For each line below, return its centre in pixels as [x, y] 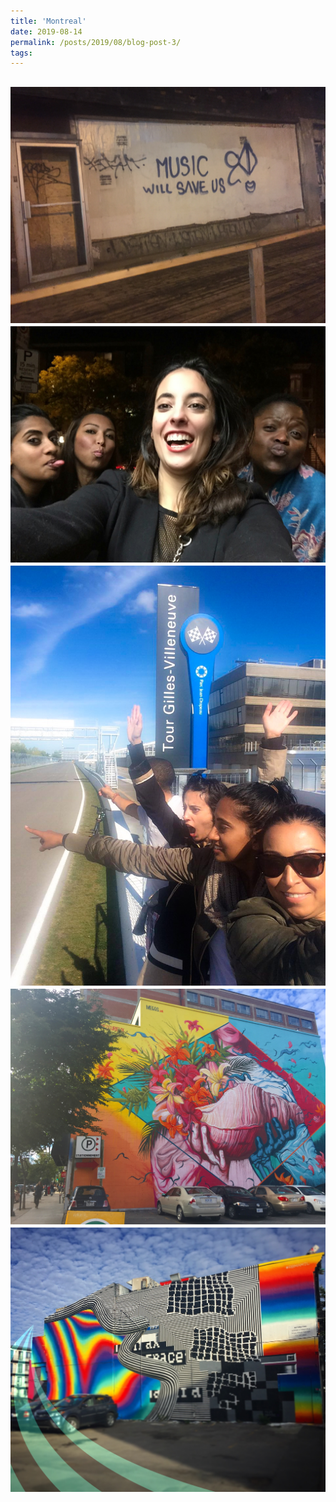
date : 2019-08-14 [46, 31]
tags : [21, 53]
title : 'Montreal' [48, 21]
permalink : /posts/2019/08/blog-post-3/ [96, 42]
